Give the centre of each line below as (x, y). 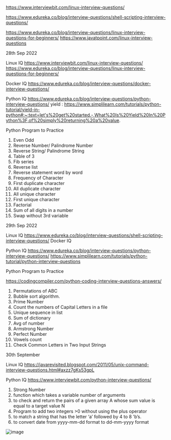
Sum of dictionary (32, 318)
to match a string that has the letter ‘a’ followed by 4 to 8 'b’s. (77, 417)
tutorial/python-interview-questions (43, 261)
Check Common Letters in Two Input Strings (60, 345)
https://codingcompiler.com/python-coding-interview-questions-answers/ (84, 281)
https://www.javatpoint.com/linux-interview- (106, 38)
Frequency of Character (38, 178)
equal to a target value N (39, 406)
